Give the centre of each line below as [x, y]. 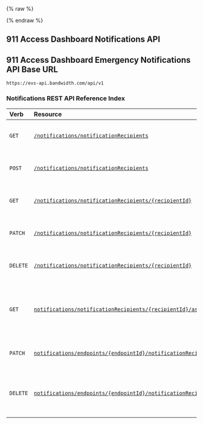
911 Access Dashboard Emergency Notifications [98, 60]
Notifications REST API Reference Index [66, 98]
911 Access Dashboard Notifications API [83, 40]
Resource [48, 114]
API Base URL [32, 69]
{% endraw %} [25, 20]
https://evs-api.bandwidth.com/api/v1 [55, 83]
